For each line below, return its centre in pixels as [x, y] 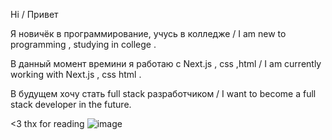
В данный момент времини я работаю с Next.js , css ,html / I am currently [166, 63]
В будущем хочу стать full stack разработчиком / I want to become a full [163, 93]
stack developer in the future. [71, 104]
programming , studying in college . [83, 44]
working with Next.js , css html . [76, 74]
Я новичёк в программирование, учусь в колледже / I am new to [148, 33]
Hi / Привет [34, 14]
